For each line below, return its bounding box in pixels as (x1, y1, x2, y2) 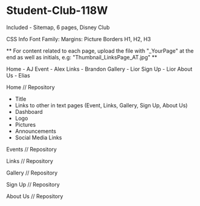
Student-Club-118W (6, 4, 108, 18)
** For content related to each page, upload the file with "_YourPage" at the (6, 47, 194, 55)
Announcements (15, 127, 56, 135)
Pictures (15, 121, 36, 128)
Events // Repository (6, 145, 57, 153)
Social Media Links (15, 134, 62, 141)
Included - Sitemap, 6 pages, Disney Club (6, 24, 110, 31)
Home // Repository (6, 83, 56, 91)
